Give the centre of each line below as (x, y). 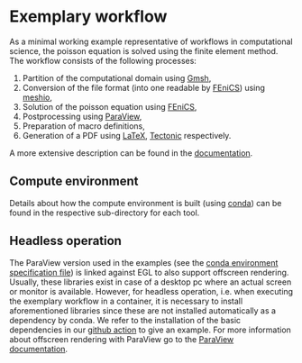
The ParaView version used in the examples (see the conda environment (144, 262)
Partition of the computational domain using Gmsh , (117, 77)
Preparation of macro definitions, (84, 126)
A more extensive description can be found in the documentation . (131, 153)
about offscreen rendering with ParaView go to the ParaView (122, 339)
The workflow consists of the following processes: (103, 60)
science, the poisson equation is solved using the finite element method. (144, 50)
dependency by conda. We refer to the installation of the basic (125, 320)
